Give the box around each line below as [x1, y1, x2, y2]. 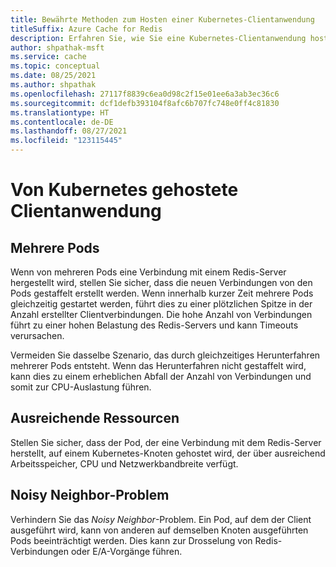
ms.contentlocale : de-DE [10, 117, 114, 127]
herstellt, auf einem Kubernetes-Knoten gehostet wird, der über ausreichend [10, 447, 326, 459]
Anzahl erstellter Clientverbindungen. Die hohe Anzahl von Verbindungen [10, 309, 313, 320]
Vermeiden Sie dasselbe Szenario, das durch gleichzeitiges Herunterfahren [10, 349, 321, 361]
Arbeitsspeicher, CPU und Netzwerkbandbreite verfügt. [10, 457, 239, 470]
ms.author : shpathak [10, 80, 97, 90]
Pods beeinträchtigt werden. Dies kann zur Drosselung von [10, 534, 253, 546]
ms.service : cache [10, 52, 87, 62]
